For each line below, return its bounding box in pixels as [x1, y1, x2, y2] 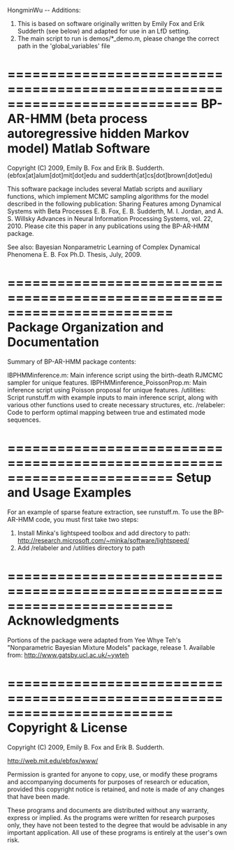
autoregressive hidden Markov [7, 126, 190, 142]
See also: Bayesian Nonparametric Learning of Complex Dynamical [7, 243, 200, 251]
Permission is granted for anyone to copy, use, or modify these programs [7, 770, 218, 779]
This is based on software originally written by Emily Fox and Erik [17, 20, 205, 27]
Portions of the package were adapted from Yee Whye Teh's [7, 636, 182, 644]
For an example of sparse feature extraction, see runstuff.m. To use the [7, 507, 212, 516]
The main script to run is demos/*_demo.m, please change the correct [17, 34, 219, 43]
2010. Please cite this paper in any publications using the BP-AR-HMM [7, 222, 210, 230]
